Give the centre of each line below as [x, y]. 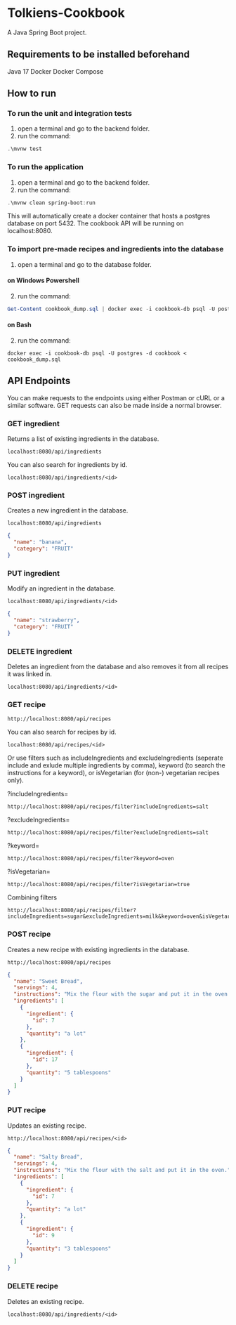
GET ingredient [33, 423]
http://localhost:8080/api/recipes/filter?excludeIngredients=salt [108, 833]
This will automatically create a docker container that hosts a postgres [109, 216]
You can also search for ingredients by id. [67, 465]
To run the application [46, 167]
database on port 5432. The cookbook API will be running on [96, 223]
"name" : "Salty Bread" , [48, 1157]
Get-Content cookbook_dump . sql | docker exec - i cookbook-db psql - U [111, 309]
